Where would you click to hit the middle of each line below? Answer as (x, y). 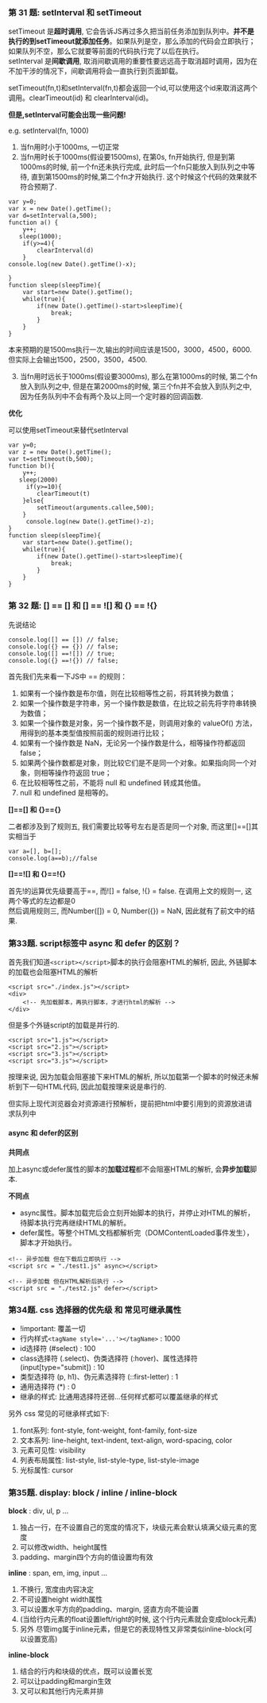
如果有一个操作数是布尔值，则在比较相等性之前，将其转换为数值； (128, 693)
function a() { (33, 223)
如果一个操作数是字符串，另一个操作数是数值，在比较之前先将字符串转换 (138, 703)
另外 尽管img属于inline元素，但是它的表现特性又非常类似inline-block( (133, 1629)
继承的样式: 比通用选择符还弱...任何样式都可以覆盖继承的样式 (119, 1397)
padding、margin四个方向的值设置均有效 (86, 1557)
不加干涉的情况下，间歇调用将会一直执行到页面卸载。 (95, 71)
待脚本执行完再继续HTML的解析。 (75, 1223)
